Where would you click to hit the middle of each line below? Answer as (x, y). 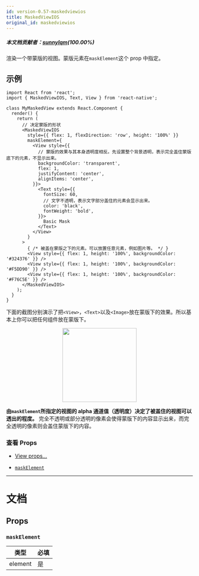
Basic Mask (57, 222)
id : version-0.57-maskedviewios (46, 12)
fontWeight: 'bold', (69, 211)
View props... (31, 456)
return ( (28, 119)
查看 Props (22, 443)
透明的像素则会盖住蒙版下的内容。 (53, 426)
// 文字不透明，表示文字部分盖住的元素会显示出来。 (98, 201)
